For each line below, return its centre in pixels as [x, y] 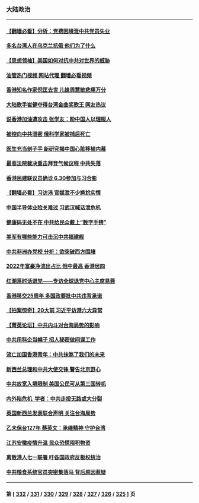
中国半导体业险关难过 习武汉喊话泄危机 [54, 208]
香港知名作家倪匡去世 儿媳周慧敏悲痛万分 [56, 90]
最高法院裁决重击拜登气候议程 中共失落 [54, 163]
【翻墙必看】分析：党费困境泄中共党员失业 [58, 31]
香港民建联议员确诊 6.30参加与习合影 [52, 178]
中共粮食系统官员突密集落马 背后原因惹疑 [56, 472]
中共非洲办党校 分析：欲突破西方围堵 [51, 251]
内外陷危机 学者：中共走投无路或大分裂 [54, 398]
